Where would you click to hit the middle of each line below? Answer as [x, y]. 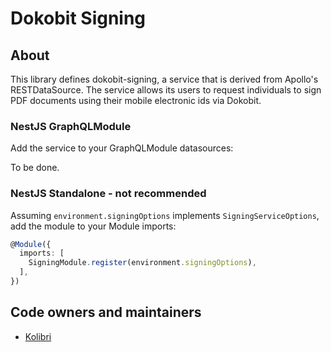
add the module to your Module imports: [93, 226]
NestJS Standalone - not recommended [108, 194]
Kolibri [38, 336]
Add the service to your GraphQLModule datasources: [122, 148]
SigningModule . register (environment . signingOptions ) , [142, 263]
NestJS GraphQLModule [71, 126]
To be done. [35, 168]
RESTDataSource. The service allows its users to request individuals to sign [166, 90]
